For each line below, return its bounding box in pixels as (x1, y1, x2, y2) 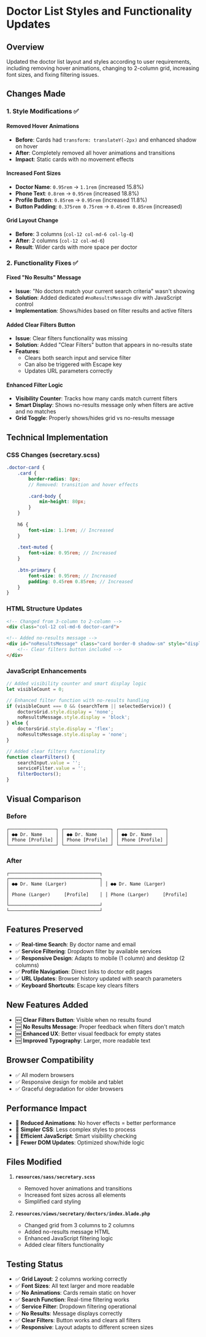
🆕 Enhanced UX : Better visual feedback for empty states (15, 1030, 161, 1037)
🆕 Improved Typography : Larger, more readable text (15, 1037, 151, 1044)
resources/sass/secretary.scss (15, 1174, 96, 1181)
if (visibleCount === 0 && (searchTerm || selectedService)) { (6, 703, 172, 709)
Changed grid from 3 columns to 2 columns (24, 1222, 135, 1229)
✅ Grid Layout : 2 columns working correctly (15, 1275, 128, 1282)
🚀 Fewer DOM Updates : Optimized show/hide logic (15, 1139, 145, 1146)
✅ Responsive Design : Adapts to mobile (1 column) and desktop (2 (15, 954, 185, 962)
